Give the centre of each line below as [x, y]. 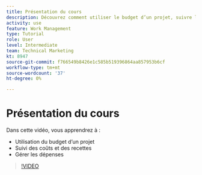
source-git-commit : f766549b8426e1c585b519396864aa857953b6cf [86, 62]
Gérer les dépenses [39, 155]
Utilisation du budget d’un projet [55, 142]
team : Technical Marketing [40, 51]
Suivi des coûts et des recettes [53, 148]
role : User [20, 40]
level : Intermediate [32, 46]
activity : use [24, 23]
